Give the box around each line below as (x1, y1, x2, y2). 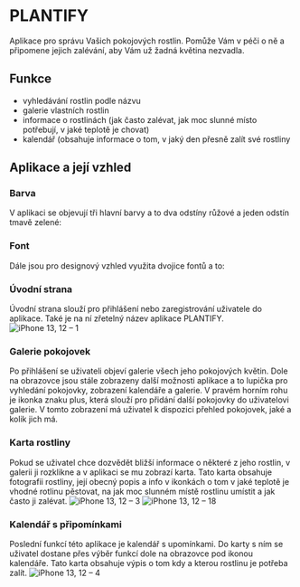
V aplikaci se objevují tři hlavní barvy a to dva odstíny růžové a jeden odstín (9, 207, 289, 218)
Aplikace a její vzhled (9, 160, 132, 175)
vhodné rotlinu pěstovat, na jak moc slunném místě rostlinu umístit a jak (9, 486, 276, 497)
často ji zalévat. (9, 495, 68, 507)
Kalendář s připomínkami (9, 517, 122, 530)
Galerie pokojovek (9, 345, 91, 357)
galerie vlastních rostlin (22, 105, 110, 116)
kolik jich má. (9, 413, 59, 425)
